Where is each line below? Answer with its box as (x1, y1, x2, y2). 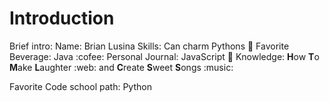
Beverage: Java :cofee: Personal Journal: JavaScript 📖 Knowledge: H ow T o (9, 50, 320, 62)
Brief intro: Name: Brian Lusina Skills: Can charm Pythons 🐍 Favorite (9, 40, 290, 52)
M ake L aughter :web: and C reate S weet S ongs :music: (9, 61, 234, 73)
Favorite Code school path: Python (9, 80, 152, 92)
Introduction (9, 7, 115, 30)
